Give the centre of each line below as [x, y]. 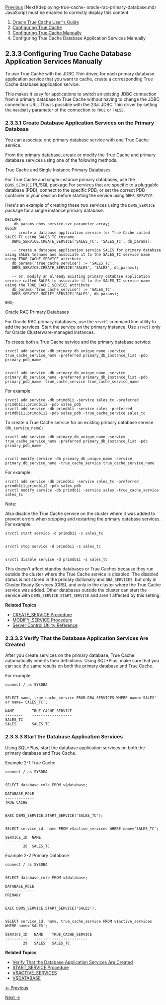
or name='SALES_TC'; [27, 702]
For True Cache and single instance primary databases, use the [70, 180]
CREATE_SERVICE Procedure [42, 615]
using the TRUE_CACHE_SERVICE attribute [48, 285]
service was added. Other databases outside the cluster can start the [76, 590]
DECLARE [13, 220]
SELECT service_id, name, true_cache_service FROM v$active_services [79, 921]
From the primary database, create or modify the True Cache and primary [81, 155]
